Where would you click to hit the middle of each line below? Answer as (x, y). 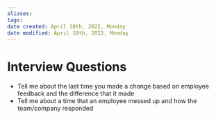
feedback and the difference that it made (76, 93)
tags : (15, 20)
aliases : (20, 13)
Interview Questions (67, 67)
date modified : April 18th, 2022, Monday (68, 33)
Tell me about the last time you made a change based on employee (113, 86)
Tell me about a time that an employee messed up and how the (107, 101)
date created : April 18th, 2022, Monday (67, 26)
